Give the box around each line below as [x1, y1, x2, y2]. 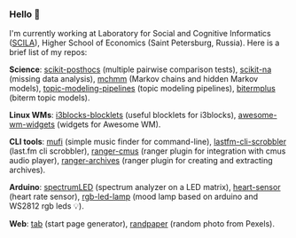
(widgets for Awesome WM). [57, 119, 161, 130]
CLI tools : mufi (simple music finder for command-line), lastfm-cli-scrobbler [9, 137, 286, 147]
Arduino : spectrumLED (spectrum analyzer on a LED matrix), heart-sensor [9, 182, 281, 193]
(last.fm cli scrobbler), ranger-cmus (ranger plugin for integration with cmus [9, 146, 286, 156]
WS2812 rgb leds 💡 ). [9, 201, 84, 211]
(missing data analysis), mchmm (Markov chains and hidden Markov [9, 74, 259, 84]
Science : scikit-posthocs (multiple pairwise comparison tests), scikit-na [9, 64, 272, 75]
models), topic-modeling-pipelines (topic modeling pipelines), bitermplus [9, 83, 277, 94]
